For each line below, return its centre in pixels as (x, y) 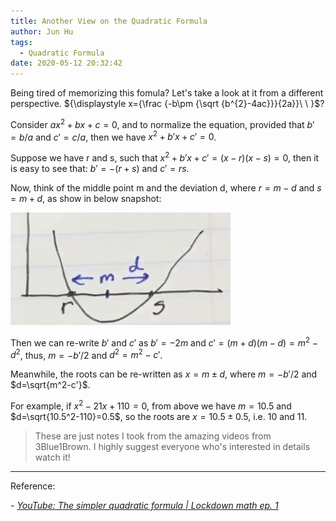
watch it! (52, 457)
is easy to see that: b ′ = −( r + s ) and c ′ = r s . (100, 169)
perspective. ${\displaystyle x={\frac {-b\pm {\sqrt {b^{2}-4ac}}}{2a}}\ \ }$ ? (167, 104)
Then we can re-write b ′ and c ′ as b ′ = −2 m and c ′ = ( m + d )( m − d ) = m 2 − (164, 342)
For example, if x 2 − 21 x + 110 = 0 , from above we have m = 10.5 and (151, 405)
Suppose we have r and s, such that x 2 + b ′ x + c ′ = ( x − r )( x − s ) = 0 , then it (165, 157)
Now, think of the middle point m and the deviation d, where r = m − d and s (166, 188)
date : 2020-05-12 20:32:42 (66, 63)
